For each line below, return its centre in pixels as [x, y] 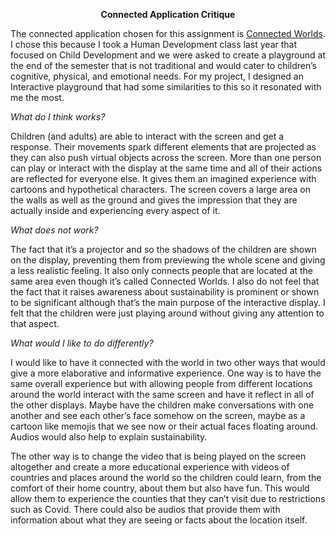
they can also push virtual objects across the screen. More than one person [166, 157]
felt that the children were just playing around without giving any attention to [167, 313]
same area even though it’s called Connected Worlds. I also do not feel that [165, 281]
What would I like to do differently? [82, 343]
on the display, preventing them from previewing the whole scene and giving [168, 260]
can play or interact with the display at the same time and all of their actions [166, 168]
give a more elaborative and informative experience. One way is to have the [166, 373]
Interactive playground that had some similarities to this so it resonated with [166, 87]
